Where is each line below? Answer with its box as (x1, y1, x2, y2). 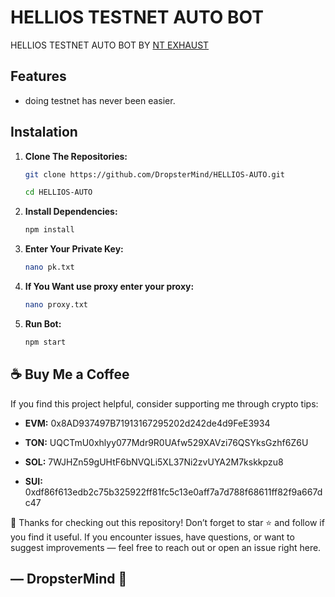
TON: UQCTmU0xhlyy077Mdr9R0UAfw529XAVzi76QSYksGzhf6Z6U (24, 436, 309, 448)
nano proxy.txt (24, 300, 89, 310)
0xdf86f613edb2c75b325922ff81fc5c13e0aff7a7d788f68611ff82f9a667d (24, 486, 323, 498)
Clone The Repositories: (24, 150, 128, 162)
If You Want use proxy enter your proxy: (24, 281, 195, 293)
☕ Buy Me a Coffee (10, 366, 130, 383)
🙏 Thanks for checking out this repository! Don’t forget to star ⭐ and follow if (10, 516, 325, 528)
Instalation (10, 124, 78, 141)
